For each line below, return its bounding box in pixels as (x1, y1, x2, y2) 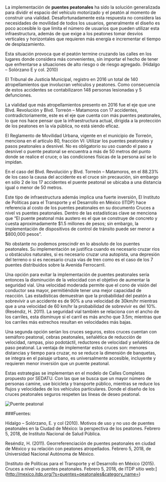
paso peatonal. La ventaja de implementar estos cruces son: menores (5, 345, 148, 350)
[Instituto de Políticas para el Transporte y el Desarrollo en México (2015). (5, 461, 155, 467)
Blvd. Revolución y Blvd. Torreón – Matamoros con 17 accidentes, (5, 107, 139, 113)
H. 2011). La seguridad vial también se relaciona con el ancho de (28, 308, 160, 314)
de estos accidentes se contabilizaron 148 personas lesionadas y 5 (5, 87, 142, 93)
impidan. (5, 159, 23, 165)
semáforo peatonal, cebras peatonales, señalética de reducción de (5, 334, 142, 340)
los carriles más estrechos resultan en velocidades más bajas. (5, 319, 132, 325)
